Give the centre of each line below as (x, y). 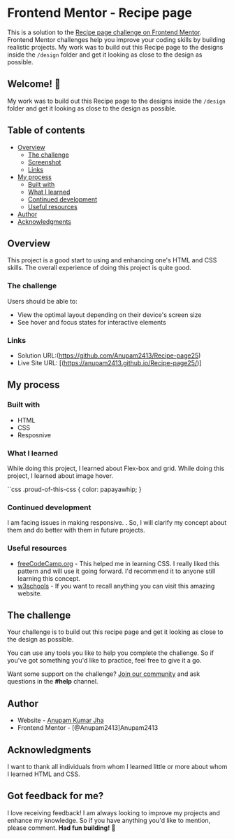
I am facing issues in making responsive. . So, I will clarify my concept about (117, 523)
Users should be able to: (43, 301)
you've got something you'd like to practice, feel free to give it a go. (104, 661)
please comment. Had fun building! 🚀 (61, 828)
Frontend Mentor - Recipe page (100, 13)
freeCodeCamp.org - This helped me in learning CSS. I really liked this (118, 563)
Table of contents (46, 131)
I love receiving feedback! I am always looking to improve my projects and (114, 812)
